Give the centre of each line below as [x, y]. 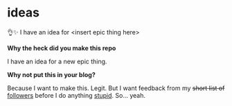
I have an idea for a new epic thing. [57, 61]
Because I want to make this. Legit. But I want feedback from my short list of [116, 88]
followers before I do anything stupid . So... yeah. [76, 95]
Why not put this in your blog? [51, 74]
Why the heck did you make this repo [62, 48]
